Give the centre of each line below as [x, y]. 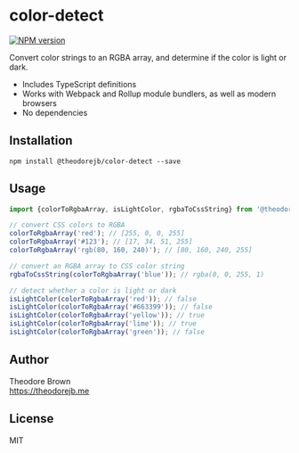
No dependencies [55, 112]
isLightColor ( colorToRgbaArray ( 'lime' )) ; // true [103, 324]
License [32, 419]
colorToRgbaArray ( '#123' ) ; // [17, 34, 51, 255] [101, 242]
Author [29, 360]
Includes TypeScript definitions [79, 84]
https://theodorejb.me [49, 391]
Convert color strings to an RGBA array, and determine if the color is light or [148, 57]
